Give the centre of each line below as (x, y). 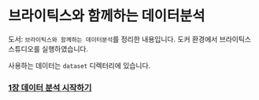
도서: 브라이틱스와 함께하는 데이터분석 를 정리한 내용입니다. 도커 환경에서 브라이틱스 (130, 39)
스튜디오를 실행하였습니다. (48, 48)
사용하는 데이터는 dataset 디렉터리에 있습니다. (80, 65)
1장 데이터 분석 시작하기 (50, 87)
